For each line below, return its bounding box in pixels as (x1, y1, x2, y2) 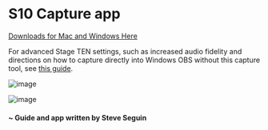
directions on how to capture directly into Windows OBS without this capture (8, 55, 261, 65)
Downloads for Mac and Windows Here (8, 31, 138, 41)
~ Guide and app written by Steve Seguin (8, 112, 147, 122)
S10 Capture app (8, 5, 121, 23)
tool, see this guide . (8, 63, 74, 73)
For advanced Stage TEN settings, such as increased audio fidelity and (8, 46, 242, 56)
